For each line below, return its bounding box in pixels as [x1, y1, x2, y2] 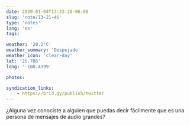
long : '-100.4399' [6, 64, 51, 70]
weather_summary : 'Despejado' [6, 47, 81, 53]
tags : [6, 31, 20, 37]
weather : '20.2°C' [6, 42, 51, 48]
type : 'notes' [6, 20, 41, 26]
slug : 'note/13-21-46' [6, 14, 62, 20]
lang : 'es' [6, 25, 33, 31]
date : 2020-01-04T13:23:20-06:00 [6, 8, 89, 15]
